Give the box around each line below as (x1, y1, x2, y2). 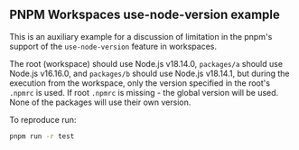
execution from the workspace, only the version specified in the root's (9, 77, 271, 89)
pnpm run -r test (9, 131, 75, 141)
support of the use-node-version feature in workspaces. (9, 41, 218, 52)
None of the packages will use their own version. (9, 97, 192, 108)
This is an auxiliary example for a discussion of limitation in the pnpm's (9, 31, 273, 42)
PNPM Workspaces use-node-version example (9, 7, 280, 23)
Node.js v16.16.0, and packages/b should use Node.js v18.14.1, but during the (9, 68, 290, 79)
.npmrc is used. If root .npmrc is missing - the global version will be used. (9, 87, 279, 98)
